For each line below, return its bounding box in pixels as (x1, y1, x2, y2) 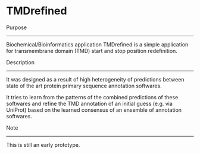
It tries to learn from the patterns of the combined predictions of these (6, 93, 179, 100)
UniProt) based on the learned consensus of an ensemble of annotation (6, 106, 182, 114)
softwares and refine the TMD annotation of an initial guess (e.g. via (6, 100, 173, 107)
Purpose (6, 24, 27, 31)
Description (6, 58, 35, 66)
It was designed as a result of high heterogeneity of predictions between (6, 76, 185, 83)
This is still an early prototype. (6, 141, 80, 148)
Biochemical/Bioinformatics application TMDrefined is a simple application (6, 40, 189, 48)
